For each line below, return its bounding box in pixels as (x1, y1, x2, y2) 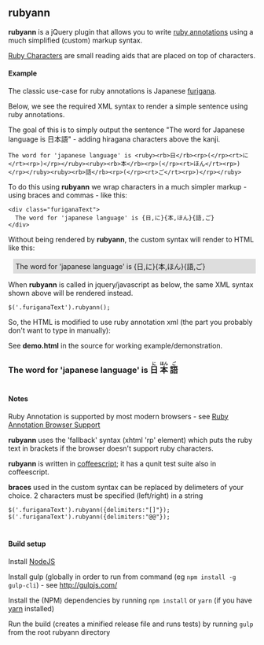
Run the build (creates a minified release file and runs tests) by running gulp (8, 619, 254, 628)
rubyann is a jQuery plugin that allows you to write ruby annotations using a (8, 27, 254, 36)
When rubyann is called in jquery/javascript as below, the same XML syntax (8, 280, 254, 289)
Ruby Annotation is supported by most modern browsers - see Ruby (8, 411, 229, 421)
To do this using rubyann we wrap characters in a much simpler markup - (8, 182, 247, 192)
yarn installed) (8, 603, 55, 613)
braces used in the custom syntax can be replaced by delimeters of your (8, 482, 244, 492)
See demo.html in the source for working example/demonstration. (8, 341, 223, 351)
